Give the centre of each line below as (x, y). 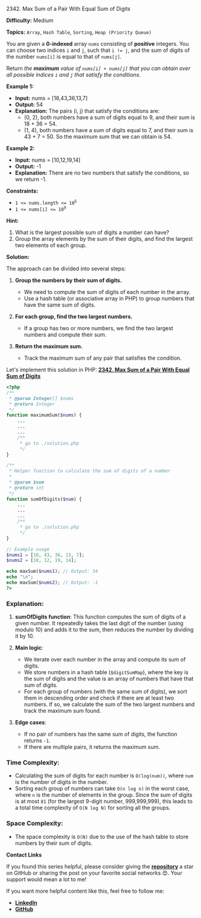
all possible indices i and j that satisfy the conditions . (74, 75)
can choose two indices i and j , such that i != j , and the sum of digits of (98, 50)
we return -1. (31, 179)
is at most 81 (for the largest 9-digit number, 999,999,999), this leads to (104, 802)
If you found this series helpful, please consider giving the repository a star (100, 866)
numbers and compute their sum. (65, 335)
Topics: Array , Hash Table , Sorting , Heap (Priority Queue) (79, 32)
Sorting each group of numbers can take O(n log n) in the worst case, (102, 789)
